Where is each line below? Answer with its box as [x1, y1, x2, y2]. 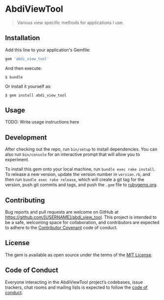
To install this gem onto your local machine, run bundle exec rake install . [5, 166, 156, 172]
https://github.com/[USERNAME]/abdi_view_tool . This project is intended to [5, 214, 157, 220]
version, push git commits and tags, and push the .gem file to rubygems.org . [5, 182, 158, 188]
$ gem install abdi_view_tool [5, 93, 67, 98]
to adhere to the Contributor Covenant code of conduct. [5, 225, 118, 231]
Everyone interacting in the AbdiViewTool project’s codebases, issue [5, 279, 143, 285]
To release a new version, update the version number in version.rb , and [5, 172, 151, 177]
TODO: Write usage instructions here [5, 119, 79, 125]
